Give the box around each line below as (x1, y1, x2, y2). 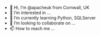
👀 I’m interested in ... (9, 10, 51, 16)
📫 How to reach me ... (9, 26, 55, 31)
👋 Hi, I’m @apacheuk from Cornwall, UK (9, 5, 90, 10)
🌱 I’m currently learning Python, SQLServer (9, 15, 96, 20)
